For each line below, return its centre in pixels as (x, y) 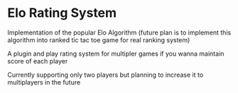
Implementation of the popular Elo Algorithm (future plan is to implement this (119, 32)
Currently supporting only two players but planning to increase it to (106, 75)
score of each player (38, 61)
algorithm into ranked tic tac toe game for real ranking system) (99, 39)
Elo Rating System (62, 13)
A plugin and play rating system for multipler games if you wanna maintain (116, 54)
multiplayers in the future (44, 82)
